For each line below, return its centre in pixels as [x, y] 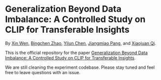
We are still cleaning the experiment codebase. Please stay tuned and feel [80, 67]
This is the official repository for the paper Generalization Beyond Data [77, 53]
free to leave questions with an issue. [43, 72]
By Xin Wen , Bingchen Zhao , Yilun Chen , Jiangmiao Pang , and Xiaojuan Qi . [80, 43]
